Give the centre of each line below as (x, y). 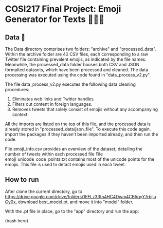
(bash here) (17, 221)
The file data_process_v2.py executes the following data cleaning (71, 84)
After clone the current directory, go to (44, 191)
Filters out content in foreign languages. (52, 104)
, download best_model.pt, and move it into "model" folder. (74, 202)
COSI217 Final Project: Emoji (63, 9)
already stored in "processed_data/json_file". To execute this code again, (78, 129)
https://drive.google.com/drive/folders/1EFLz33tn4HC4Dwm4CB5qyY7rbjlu (81, 196)
